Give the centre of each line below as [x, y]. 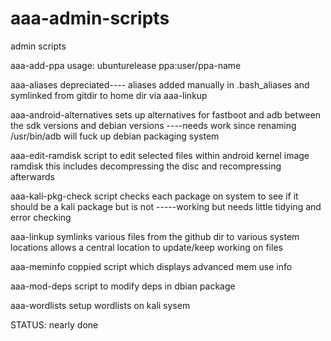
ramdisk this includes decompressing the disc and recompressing [146, 166]
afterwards [32, 176]
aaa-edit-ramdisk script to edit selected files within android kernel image [160, 155]
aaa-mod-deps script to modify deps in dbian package [123, 286]
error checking [41, 217]
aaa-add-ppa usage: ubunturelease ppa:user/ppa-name [126, 65]
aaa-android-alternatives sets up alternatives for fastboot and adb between [166, 114]
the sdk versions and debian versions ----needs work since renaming [153, 125]
